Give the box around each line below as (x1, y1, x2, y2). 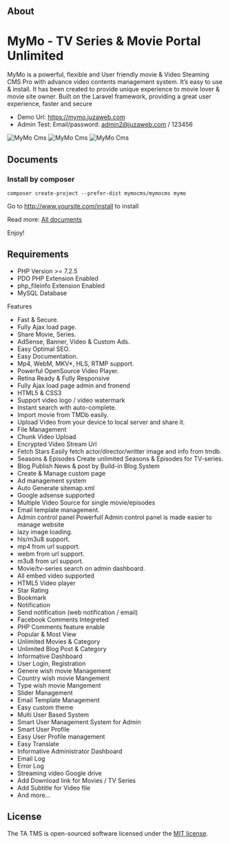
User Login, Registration (17, 659, 86, 667)
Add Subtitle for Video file (17, 783, 91, 792)
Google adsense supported (17, 491, 95, 499)
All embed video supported (17, 571, 95, 580)
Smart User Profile (17, 725, 70, 733)
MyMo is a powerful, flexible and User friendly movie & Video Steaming (7, 70, 210, 78)
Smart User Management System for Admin (17, 717, 141, 726)
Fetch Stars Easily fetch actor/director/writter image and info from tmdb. (17, 447, 222, 455)
